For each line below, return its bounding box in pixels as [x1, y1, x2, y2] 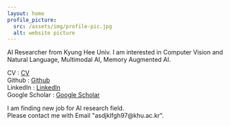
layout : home [7, 10, 45, 17]
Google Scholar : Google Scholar [7, 91, 100, 99]
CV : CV [7, 69, 30, 77]
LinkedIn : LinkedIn [7, 83, 61, 92]
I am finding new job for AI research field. [7, 104, 125, 112]
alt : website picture [13, 29, 76, 36]
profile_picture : [7, 17, 57, 23]
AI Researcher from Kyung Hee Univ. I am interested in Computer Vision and [7, 48, 224, 56]
